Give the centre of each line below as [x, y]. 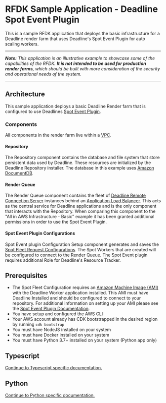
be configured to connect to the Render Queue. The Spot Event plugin [76, 255]
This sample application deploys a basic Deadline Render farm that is [75, 106]
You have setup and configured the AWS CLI [58, 314]
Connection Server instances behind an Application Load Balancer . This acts [83, 201]
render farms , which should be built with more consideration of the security [83, 68]
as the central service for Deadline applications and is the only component [81, 206]
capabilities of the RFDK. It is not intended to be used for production [76, 63]
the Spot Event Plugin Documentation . [51, 309]
